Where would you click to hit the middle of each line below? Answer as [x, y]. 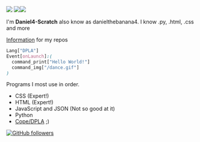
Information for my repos [37, 40]
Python [24, 115]
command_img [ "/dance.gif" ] [45, 67]
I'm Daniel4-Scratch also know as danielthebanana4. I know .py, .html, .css [100, 22]
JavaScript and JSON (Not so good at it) [65, 109]
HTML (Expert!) [34, 102]
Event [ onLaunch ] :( [29, 56]
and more [18, 28]
